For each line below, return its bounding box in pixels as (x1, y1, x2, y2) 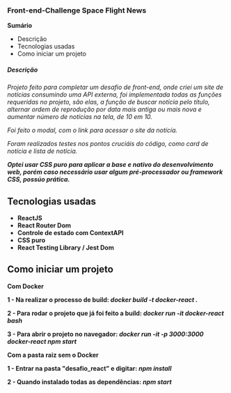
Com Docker (7, 282, 44, 290)
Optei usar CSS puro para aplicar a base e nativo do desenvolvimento (7, 161, 214, 169)
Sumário (7, 22, 33, 30)
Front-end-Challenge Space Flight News (7, 6, 147, 15)
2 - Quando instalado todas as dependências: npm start (7, 378, 172, 386)
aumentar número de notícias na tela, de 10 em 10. (7, 113, 153, 121)
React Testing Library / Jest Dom (17, 243, 115, 252)
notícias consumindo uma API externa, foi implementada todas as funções (7, 90, 222, 99)
